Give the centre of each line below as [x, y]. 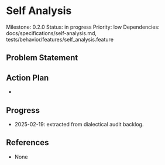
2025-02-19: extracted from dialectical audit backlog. [79, 124]
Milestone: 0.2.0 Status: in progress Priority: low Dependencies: [83, 27]
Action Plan [27, 78]
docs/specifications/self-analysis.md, [51, 33]
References [27, 142]
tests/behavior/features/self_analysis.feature [60, 39]
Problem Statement [42, 58]
